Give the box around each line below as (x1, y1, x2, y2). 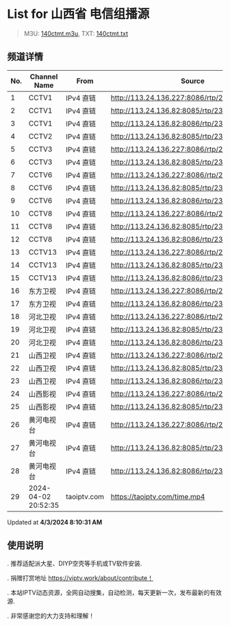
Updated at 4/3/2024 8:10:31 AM (7, 518, 103, 526)
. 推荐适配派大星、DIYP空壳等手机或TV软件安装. (7, 559, 142, 567)
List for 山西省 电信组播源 (7, 6, 150, 22)
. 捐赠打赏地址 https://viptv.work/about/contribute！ (7, 574, 154, 582)
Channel (29, 71, 58, 81)
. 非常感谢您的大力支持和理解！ (7, 612, 94, 620)
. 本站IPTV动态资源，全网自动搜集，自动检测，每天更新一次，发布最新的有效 (7, 588, 222, 596)
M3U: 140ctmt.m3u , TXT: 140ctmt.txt (23, 29, 129, 38)
